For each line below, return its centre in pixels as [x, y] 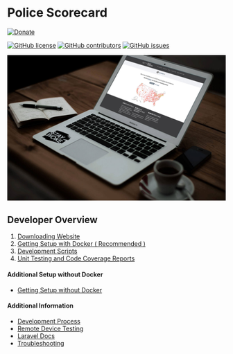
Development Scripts [47, 251]
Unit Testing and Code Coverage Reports [76, 258]
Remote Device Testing [50, 328]
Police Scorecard [57, 13]
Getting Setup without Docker [60, 290]
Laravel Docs [36, 336]
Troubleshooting [41, 343]
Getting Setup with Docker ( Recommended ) [81, 244]
